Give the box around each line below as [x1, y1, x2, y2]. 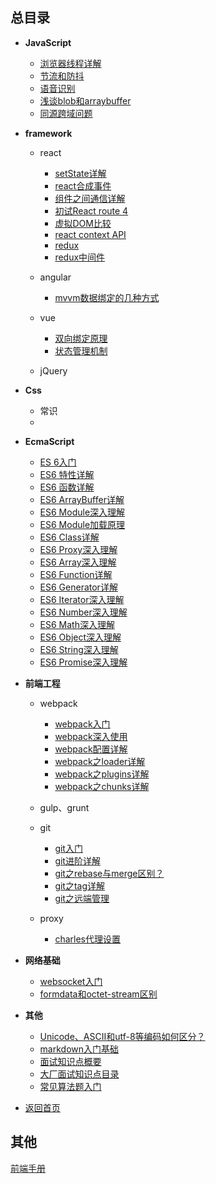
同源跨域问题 [39, 107, 93, 119]
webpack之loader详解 [54, 755, 146, 767]
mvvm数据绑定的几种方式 [54, 291, 160, 303]
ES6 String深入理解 [39, 643, 119, 655]
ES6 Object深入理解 [39, 631, 122, 643]
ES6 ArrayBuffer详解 [39, 493, 125, 505]
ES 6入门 [39, 456, 77, 468]
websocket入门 [39, 975, 103, 987]
